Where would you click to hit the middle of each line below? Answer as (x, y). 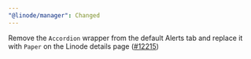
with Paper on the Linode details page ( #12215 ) (84, 46)
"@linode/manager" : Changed (54, 15)
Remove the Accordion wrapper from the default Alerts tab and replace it (125, 38)
